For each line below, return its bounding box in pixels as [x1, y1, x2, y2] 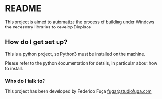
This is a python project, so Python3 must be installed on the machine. [5, 51, 146, 57]
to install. [5, 65, 23, 71]
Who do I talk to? [5, 77, 45, 84]
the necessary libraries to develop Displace [5, 24, 91, 29]
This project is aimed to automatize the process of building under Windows [5, 19, 155, 25]
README [5, 3, 42, 14]
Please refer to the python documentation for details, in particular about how [5, 60, 158, 66]
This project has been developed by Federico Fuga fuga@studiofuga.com [5, 88, 152, 94]
